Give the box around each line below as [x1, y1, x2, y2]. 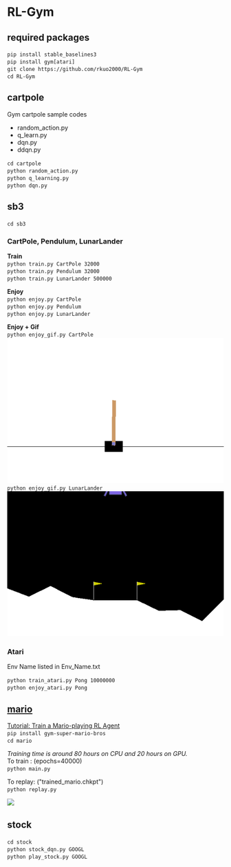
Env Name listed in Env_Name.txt [7, 663, 100, 671]
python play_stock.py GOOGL [7, 853, 88, 860]
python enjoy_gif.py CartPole [7, 331, 94, 338]
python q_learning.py [7, 175, 69, 181]
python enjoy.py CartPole [7, 296, 81, 303]
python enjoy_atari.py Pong [7, 684, 88, 692]
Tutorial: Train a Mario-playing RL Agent [7, 721, 120, 730]
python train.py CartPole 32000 [7, 260, 100, 268]
